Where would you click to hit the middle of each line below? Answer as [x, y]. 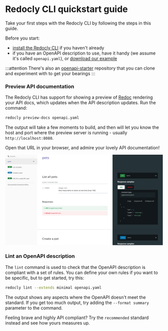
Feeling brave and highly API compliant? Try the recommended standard [77, 317]
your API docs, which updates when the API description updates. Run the [80, 103]
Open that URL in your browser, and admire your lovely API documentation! [82, 148]
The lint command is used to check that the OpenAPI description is [75, 267]
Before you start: [22, 38]
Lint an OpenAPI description [40, 256]
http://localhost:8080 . [29, 138]
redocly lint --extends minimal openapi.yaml [53, 287]
